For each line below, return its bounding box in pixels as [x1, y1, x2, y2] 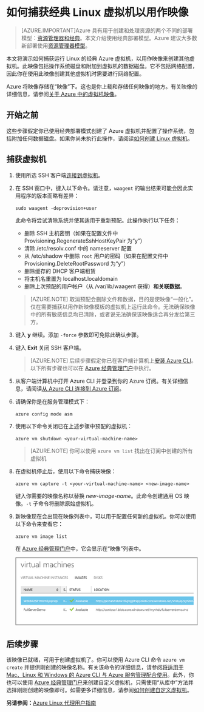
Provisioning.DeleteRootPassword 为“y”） [24, 260, 129, 267]
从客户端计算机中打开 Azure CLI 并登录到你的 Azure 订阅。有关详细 [15, 377, 183, 385]
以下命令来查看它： [15, 520, 64, 528]
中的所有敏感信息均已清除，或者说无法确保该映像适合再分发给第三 [30, 311, 195, 318]
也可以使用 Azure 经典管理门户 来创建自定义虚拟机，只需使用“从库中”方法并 [6, 679, 194, 686]
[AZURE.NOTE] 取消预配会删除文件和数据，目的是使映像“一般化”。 [30, 295, 197, 303]
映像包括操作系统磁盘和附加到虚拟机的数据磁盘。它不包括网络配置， [27, 62, 198, 70]
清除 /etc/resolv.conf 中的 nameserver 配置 [24, 244, 132, 252]
